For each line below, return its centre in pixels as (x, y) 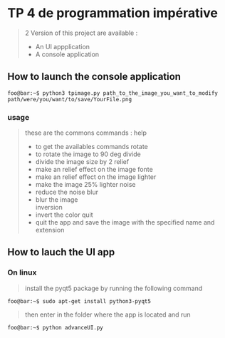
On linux (22, 272)
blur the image (57, 200)
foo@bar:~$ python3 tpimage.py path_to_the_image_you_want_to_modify (113, 93)
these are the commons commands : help (86, 133)
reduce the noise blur (67, 192)
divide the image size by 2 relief (82, 162)
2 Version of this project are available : (81, 33)
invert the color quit (64, 215)
